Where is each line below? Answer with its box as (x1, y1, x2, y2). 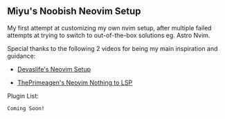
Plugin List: (7, 91, 39, 100)
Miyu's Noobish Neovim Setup (7, 6, 141, 17)
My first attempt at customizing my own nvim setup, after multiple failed (7, 23, 213, 32)
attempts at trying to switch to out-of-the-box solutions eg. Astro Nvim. (7, 31, 210, 39)
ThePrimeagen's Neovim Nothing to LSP (17, 78, 133, 87)
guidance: (7, 52, 36, 60)
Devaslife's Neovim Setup (17, 65, 91, 73)
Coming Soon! (7, 105, 45, 112)
